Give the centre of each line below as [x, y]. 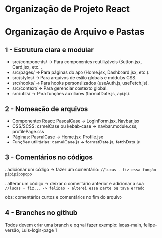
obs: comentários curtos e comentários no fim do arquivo [64, 197]
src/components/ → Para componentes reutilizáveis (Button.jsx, [77, 62]
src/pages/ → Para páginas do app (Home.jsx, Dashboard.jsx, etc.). [81, 72]
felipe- [150, 225]
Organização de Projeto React [67, 9]
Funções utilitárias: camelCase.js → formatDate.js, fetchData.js [76, 142]
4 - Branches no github [41, 213]
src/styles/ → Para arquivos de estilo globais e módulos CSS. [74, 78]
